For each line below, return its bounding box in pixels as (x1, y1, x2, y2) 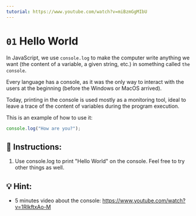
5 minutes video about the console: (14, 197, 102, 204)
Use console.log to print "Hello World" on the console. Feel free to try (14, 158, 185, 165)
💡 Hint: (6, 181, 32, 191)
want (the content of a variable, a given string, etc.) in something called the (6, 60, 190, 67)
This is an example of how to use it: (6, 114, 93, 121)
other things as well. (14, 164, 65, 171)
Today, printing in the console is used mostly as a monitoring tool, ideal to (6, 96, 186, 103)
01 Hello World (6, 34, 78, 48)
